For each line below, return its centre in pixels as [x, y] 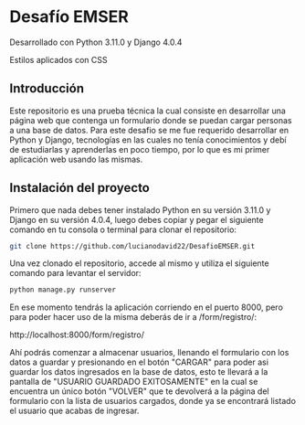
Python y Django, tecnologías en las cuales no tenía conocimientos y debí [148, 140]
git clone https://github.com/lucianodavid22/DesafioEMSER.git [132, 246]
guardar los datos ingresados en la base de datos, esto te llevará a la [139, 372]
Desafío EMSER [69, 17]
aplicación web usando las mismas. [76, 159]
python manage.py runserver [63, 290]
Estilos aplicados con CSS [58, 59]
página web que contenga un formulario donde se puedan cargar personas [151, 120]
